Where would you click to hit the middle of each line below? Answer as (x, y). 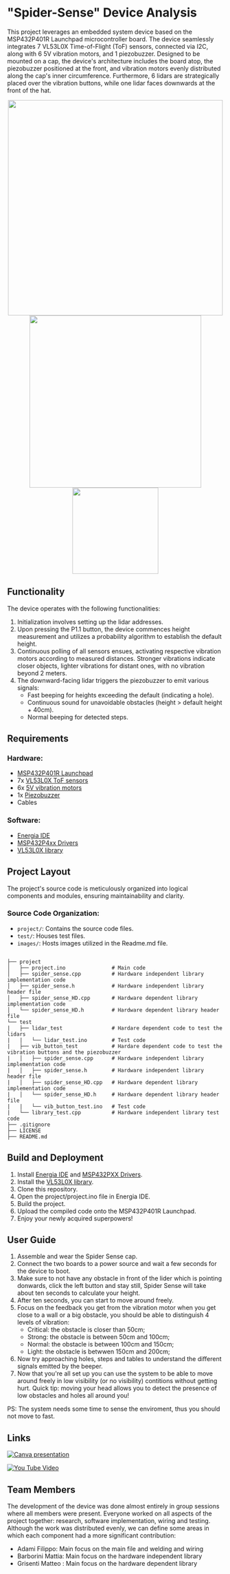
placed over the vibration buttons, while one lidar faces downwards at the (111, 83)
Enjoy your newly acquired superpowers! (75, 1218)
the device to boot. (44, 1271)
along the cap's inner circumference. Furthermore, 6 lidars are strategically (113, 75)
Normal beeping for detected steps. (78, 717)
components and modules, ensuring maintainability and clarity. (96, 896)
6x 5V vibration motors (49, 788)
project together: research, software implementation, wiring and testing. (109, 1521)
